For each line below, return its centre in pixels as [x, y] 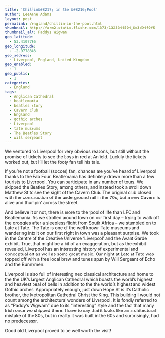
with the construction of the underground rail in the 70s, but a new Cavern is [82, 197]
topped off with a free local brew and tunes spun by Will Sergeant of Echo [80, 259]
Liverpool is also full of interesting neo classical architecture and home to [79, 274]
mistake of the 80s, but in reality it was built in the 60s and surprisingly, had [82, 316]
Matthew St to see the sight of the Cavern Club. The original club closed [78, 193]
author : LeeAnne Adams [28, 14]
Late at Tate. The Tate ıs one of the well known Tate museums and [72, 228]
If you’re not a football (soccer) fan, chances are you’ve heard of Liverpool [81, 171]
